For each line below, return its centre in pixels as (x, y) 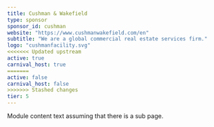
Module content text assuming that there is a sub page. (85, 116)
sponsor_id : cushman (37, 26)
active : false (28, 77)
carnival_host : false (38, 84)
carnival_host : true (37, 65)
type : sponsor (28, 20)
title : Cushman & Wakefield (47, 13)
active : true (26, 58)
